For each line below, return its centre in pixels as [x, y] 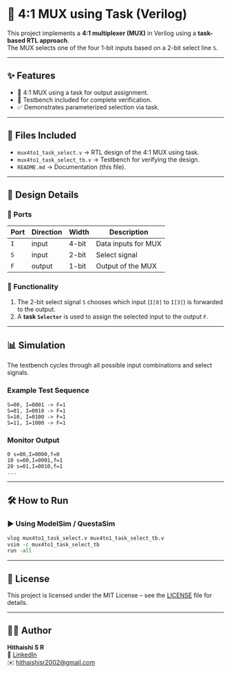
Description [129, 232]
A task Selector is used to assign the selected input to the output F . [112, 317]
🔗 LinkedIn [22, 654]
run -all [20, 551]
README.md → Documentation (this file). [71, 167]
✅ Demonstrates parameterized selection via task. [88, 107]
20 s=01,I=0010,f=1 [35, 466]
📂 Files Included [42, 136]
